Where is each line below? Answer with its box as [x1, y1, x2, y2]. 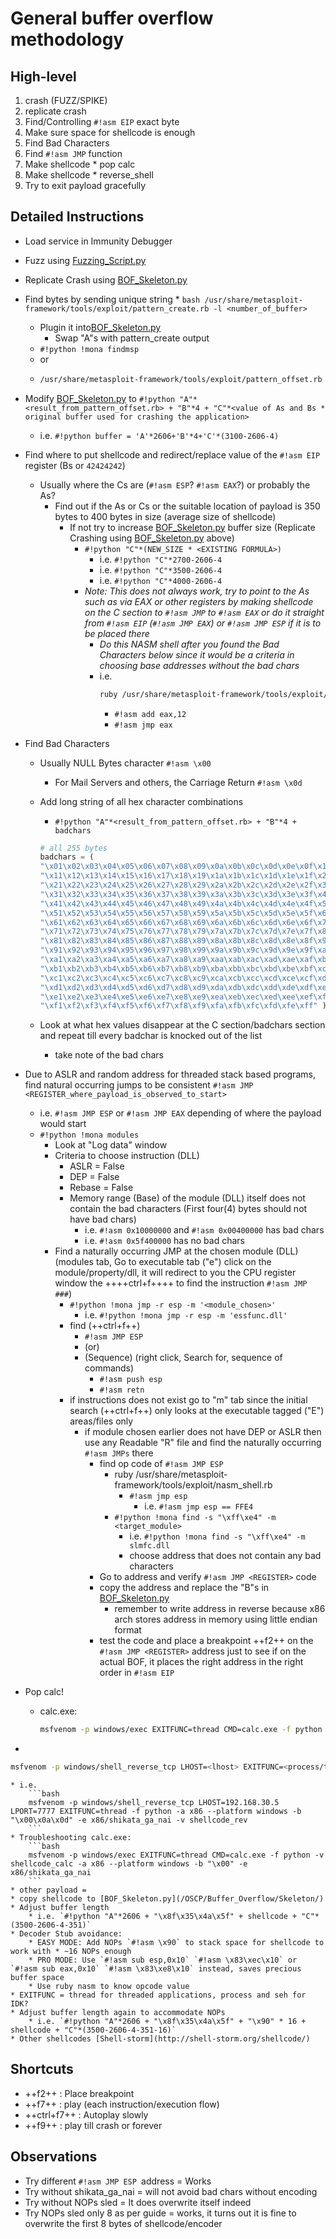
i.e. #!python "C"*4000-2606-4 [99, 574, 223, 586]
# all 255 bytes [39, 843, 108, 853]
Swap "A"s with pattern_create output [54, 332, 210, 344]
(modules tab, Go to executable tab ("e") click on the [54, 1256, 272, 1268]
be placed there [84, 627, 150, 639]
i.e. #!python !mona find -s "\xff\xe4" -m [129, 1530, 306, 1542]
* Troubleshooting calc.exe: [10, 1833, 132, 1843]
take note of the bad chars [54, 1049, 164, 1061]
